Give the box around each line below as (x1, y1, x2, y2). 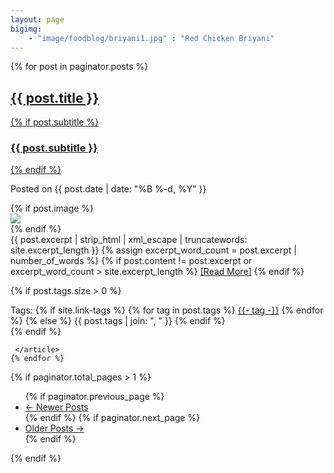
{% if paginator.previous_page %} (24, 391, 165, 403)
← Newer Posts (24, 401, 89, 413)
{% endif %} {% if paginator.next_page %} (24, 412, 201, 424)
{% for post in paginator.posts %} (10, 61, 149, 73)
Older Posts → (24, 422, 85, 435)
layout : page (10, 14, 65, 25)
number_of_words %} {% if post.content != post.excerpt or (10, 255, 253, 267)
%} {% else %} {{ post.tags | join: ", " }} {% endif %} (10, 315, 226, 327)
